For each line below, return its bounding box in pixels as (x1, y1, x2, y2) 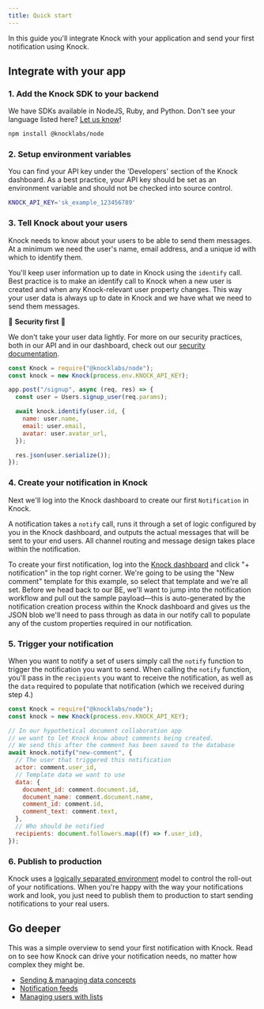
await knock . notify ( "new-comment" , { (8, 749, 133, 757)
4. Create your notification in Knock (8, 477, 148, 488)
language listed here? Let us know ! (8, 115, 122, 124)
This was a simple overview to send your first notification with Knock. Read (8, 943, 253, 952)
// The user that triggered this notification (15, 757, 172, 764)
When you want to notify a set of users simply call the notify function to (8, 656, 243, 666)
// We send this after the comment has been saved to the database (8, 742, 236, 749)
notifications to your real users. (8, 899, 110, 908)
